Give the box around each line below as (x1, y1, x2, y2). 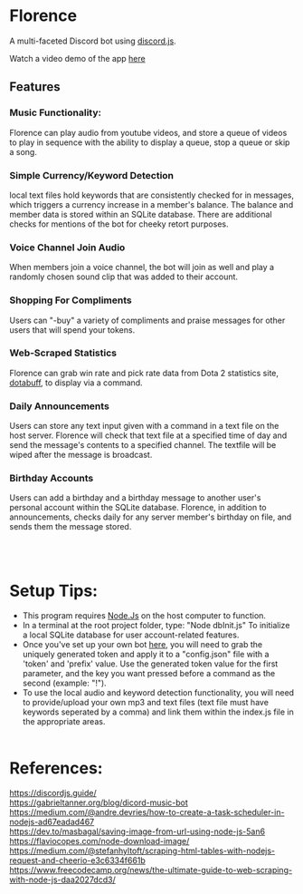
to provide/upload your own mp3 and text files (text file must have (22, 697, 270, 708)
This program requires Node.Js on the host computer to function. (22, 610, 267, 621)
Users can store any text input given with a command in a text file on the (9, 421, 279, 432)
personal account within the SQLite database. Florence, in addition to (9, 502, 267, 513)
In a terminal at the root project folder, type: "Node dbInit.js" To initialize (22, 620, 290, 631)
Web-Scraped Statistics (9, 346, 118, 359)
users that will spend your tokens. (9, 324, 136, 335)
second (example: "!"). (22, 677, 107, 689)
